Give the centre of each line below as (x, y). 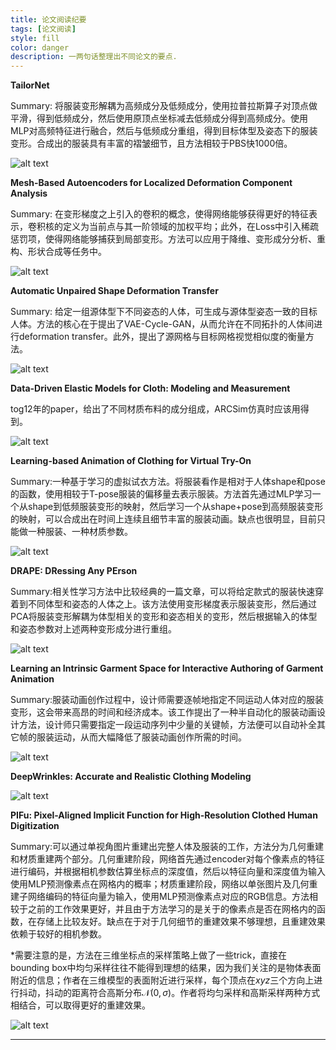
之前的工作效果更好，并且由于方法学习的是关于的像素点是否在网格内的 (172, 909)
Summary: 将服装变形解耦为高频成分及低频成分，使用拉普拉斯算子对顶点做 (164, 106)
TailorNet (30, 85)
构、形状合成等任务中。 (58, 252)
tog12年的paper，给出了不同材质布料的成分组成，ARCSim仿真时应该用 (155, 409)
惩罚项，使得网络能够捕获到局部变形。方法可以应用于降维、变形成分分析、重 (168, 239)
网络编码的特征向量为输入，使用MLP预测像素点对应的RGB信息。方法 (168, 897)
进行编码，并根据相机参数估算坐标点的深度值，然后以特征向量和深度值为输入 (168, 872)
